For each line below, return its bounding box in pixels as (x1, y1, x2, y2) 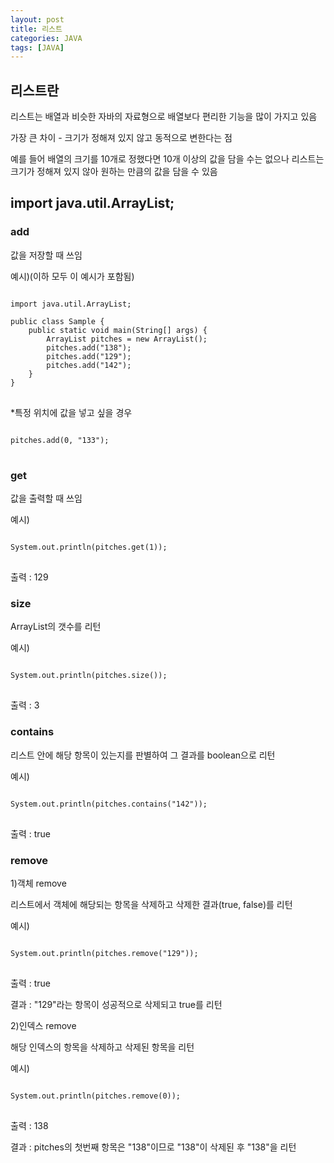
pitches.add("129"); (46, 351, 132, 361)
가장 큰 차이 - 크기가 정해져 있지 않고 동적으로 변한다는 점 (10, 132, 233, 144)
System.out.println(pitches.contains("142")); (10, 799, 208, 809)
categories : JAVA (10, 33, 83, 43)
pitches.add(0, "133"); (10, 435, 110, 445)
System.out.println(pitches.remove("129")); (10, 948, 199, 958)
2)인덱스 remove (10, 1019, 77, 1031)
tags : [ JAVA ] (10, 42, 65, 53)
